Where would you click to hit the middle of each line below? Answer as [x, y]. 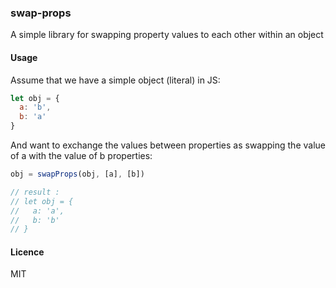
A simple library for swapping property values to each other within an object [167, 35]
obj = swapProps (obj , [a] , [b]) [77, 174]
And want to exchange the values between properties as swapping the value [168, 145]
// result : [35, 192]
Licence [27, 252]
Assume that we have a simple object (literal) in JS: [115, 80]
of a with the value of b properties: [81, 155]
